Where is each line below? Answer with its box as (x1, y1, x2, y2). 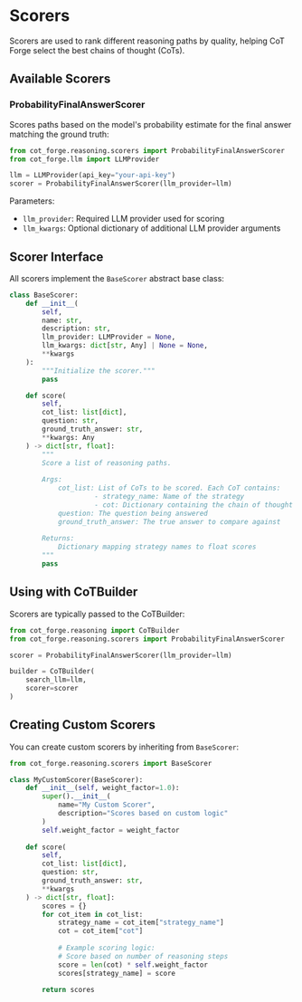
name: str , (42, 316, 83, 325)
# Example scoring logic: (57, 943, 156, 953)
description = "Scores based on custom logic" (57, 809, 229, 818)
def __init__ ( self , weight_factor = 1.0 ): (25, 784, 180, 793)
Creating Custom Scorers (9, 717, 156, 733)
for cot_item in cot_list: (42, 910, 144, 919)
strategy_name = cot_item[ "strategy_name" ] (57, 918, 224, 928)
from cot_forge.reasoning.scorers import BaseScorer (9, 759, 212, 768)
